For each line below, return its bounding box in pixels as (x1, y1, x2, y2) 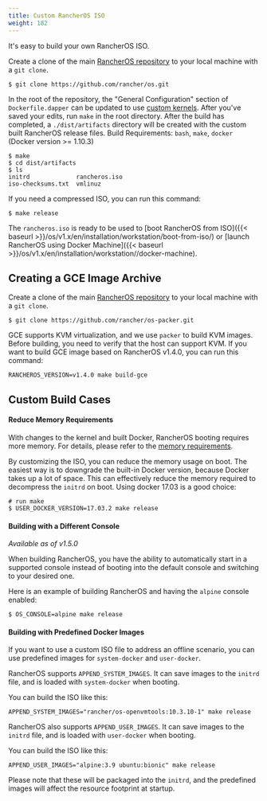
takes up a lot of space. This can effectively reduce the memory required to (8, 473, 257, 483)
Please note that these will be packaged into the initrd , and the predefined (8, 776, 257, 785)
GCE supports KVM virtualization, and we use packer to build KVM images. (8, 330, 253, 340)
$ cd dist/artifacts (8, 158, 77, 167)
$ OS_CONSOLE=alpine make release (8, 611, 124, 619)
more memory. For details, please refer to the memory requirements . (8, 441, 234, 451)
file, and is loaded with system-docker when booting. (8, 678, 180, 687)
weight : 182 (8, 19, 48, 27)
